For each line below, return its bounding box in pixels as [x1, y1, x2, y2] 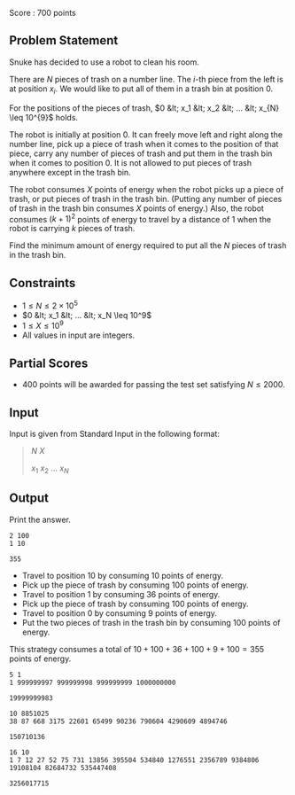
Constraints [9, 275, 76, 291]
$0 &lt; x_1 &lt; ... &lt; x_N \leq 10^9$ [21, 309, 152, 320]
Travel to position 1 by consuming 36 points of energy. [21, 588, 221, 599]
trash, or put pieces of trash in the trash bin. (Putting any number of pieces [9, 193, 283, 204]
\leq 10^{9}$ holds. [9, 112, 78, 122]
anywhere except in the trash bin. [9, 167, 131, 177]
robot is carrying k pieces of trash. [9, 223, 136, 234]
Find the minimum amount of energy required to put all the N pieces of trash [9, 240, 287, 251]
